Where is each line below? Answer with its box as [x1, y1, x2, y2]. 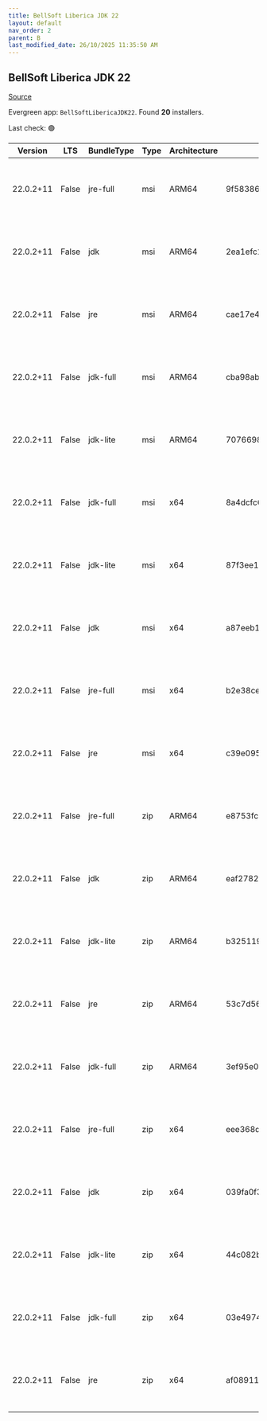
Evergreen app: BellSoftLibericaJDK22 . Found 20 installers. [8, 107, 204, 116]
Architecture [168, 145, 219, 156]
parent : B [8, 33, 41, 42]
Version [17, 145, 48, 156]
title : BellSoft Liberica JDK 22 [8, 11, 119, 20]
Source [8, 92, 32, 101]
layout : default [8, 19, 62, 27]
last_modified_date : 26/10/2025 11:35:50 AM [8, 41, 158, 49]
